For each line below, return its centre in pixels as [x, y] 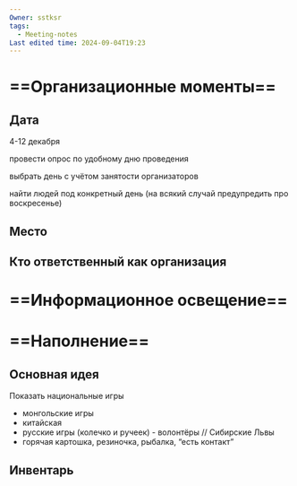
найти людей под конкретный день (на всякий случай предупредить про [149, 194]
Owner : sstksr [36, 17]
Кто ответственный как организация [118, 262]
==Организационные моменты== [143, 87]
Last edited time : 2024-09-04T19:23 [77, 43]
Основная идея [55, 374]
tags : [19, 26]
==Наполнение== [80, 341]
